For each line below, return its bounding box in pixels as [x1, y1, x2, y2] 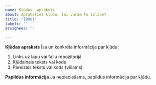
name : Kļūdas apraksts [5, 7, 55, 12]
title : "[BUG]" [5, 16, 37, 21]
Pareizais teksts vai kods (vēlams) [12, 64, 83, 70]
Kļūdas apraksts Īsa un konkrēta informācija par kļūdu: [5, 44, 119, 50]
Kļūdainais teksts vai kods [12, 59, 66, 65]
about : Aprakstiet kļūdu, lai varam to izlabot [5, 12, 107, 17]
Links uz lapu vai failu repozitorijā [12, 53, 82, 60]
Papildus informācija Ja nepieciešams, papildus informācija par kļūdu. [5, 74, 151, 80]
